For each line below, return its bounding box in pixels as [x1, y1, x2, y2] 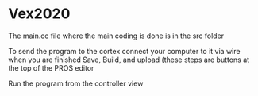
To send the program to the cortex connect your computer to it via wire [8, 46, 241, 56]
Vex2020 [8, 5, 71, 23]
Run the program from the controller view [8, 79, 144, 88]
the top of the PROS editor [8, 63, 94, 72]
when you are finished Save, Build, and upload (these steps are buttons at [8, 55, 250, 64]
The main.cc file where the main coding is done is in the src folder [8, 31, 225, 40]
